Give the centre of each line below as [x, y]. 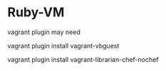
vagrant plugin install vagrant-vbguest [63, 45]
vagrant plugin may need [44, 32]
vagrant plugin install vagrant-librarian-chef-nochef [83, 59]
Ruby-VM [36, 12]
